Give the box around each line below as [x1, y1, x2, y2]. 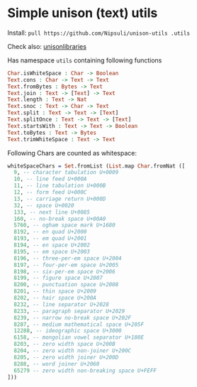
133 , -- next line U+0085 [13, 208, 91, 216]
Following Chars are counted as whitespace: [7, 148, 137, 157]
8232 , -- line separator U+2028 [13, 300, 110, 308]
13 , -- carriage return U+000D [13, 195, 106, 202]
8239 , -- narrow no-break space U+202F [13, 314, 132, 321]
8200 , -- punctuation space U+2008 [13, 281, 119, 288]
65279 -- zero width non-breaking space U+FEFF [13, 367, 157, 374]
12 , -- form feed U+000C [13, 189, 87, 196]
